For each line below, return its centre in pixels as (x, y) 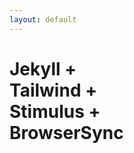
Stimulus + (55, 111)
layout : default (43, 19)
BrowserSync (66, 132)
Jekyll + (43, 68)
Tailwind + (53, 90)
